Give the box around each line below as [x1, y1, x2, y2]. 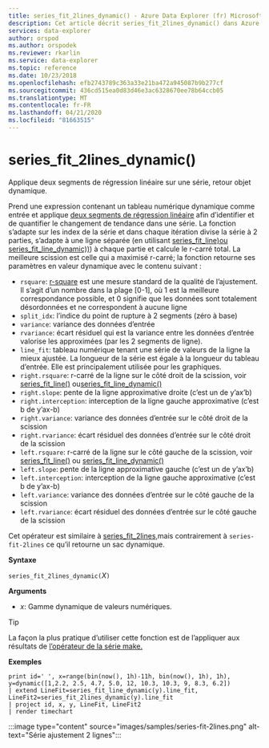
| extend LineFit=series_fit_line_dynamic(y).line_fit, [8, 686, 199, 694]
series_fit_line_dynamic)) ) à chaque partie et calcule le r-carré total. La [8, 244, 241, 254]
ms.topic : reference [8, 64, 78, 72]
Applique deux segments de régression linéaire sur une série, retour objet [8, 177, 251, 187]
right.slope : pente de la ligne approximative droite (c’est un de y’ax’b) [19, 387, 252, 397]
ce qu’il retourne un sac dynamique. [46, 539, 166, 549]
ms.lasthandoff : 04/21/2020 [8, 109, 102, 117]
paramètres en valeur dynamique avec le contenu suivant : [8, 261, 202, 270]
